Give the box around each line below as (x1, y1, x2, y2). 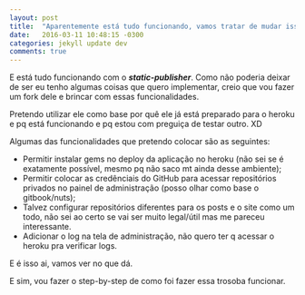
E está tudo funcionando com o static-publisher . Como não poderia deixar (9, 72, 290, 83)
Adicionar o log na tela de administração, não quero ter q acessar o (22, 231, 275, 241)
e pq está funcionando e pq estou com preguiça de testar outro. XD (9, 119, 263, 130)
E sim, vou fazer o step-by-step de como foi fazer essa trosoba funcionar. (9, 276, 286, 287)
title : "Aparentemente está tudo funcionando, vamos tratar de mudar (9, 22, 282, 31)
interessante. (22, 221, 72, 232)
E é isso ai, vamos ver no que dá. (9, 258, 133, 269)
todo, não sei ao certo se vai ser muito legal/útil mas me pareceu (22, 211, 265, 222)
